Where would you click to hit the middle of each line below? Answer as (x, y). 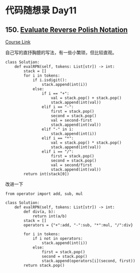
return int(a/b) (50, 216)
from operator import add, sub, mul (44, 194)
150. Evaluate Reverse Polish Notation (67, 29)
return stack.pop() (44, 265)
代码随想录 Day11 (41, 10)
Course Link (18, 42)
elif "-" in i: (58, 129)
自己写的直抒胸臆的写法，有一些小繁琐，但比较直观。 (61, 52)
